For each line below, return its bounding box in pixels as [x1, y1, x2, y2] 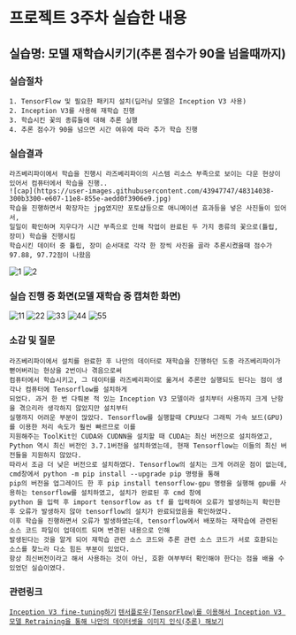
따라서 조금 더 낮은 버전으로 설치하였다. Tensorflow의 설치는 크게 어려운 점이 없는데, [9, 460, 288, 469]
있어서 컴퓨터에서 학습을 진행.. [9, 179, 109, 188]
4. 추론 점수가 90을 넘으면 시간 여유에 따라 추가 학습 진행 [9, 125, 198, 134]
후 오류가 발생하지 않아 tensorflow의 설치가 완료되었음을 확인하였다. [9, 507, 232, 516]
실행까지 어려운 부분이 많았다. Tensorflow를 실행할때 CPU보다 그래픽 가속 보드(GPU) [9, 413, 284, 422]
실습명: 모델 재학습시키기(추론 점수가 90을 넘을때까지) [9, 46, 286, 61]
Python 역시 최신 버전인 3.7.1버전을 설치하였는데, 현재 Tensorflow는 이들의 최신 [9, 441, 277, 450]
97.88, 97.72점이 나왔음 [9, 251, 91, 260]
